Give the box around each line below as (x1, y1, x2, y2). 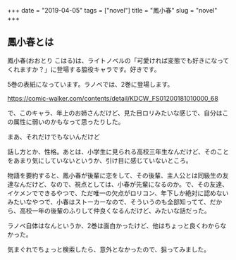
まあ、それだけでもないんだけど (7, 132, 100, 141)
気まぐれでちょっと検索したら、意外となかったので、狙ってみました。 (7, 245, 210, 254)
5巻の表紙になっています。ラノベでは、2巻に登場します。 (7, 80, 174, 88)
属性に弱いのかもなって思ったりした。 (13, 117, 125, 125)
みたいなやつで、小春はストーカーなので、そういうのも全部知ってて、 (7, 197, 210, 206)
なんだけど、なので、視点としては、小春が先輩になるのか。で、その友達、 (13, 180, 229, 188)
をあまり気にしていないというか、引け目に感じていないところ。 (7, 156, 192, 164)
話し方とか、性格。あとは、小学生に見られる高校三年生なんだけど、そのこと (7, 147, 230, 156)
